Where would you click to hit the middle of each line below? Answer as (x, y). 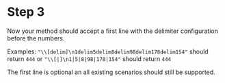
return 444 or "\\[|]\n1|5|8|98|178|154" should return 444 (89, 58)
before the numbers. (36, 38)
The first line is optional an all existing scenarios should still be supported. (111, 72)
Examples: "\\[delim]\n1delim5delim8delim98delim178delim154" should (108, 51)
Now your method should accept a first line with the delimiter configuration (113, 31)
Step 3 (26, 12)
